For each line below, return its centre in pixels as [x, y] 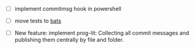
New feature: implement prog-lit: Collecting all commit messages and [102, 33]
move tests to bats [38, 21]
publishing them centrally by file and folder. [69, 40]
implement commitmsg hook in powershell [68, 9]
